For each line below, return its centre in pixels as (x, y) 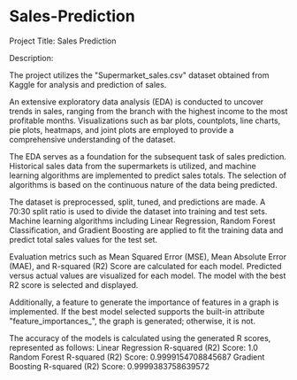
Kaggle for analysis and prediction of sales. (88, 84)
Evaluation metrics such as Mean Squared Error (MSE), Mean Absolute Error (148, 256)
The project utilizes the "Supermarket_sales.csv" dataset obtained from (139, 75)
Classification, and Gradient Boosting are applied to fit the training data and (146, 230)
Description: (31, 58)
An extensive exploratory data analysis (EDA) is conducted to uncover (137, 101)
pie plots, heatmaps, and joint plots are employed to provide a (122, 129)
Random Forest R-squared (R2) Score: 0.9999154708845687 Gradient (137, 357)
